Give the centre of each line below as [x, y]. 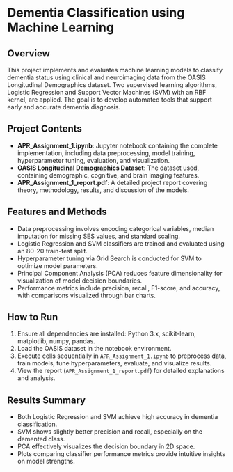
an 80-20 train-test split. [53, 251]
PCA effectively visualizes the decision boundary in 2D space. [106, 446]
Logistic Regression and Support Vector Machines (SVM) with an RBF [107, 92]
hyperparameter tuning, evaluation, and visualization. [94, 160]
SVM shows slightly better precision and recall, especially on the [110, 432]
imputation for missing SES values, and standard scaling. [99, 236]
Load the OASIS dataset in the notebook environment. [94, 349]
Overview [29, 53]
